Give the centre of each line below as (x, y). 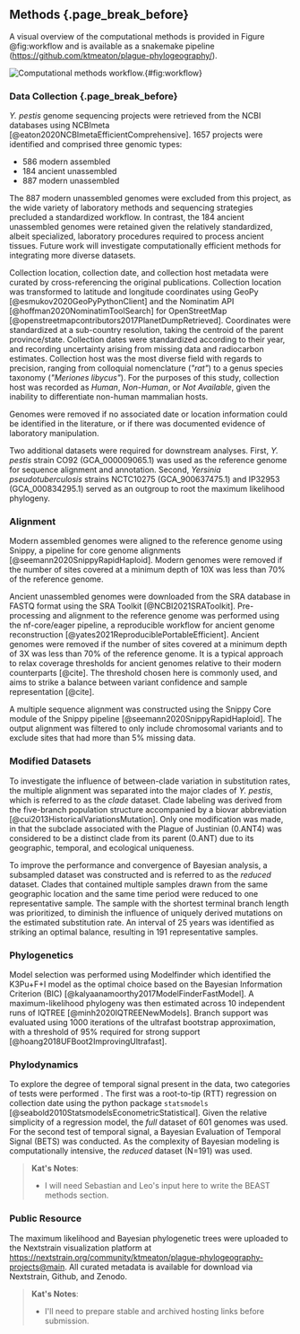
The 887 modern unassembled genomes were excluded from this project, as (150, 198)
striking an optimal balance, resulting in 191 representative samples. (134, 932)
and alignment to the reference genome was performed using (166, 616)
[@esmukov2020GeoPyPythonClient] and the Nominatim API (122, 302)
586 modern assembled (66, 162)
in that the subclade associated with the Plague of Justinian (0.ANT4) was (146, 829)
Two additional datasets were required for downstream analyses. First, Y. (144, 451)
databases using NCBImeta (60, 126)
